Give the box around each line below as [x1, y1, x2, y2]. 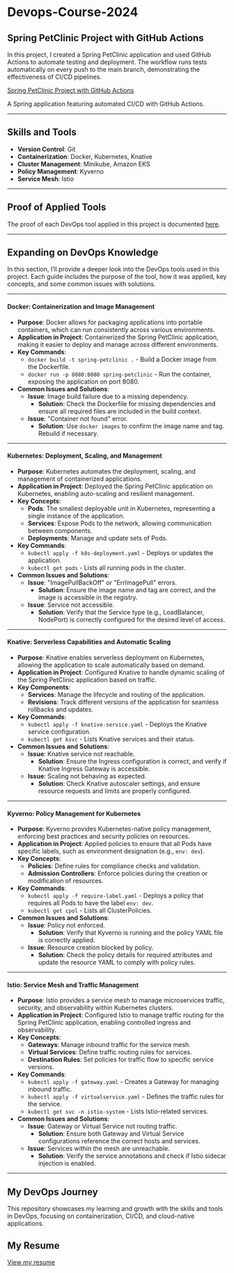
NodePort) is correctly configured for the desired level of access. [38, 615, 226, 624]
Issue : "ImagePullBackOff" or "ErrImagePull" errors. [27, 578, 178, 587]
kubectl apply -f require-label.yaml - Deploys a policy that [27, 891, 204, 900]
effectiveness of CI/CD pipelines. [7, 73, 102, 81]
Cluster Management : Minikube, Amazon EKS [17, 160, 150, 168]
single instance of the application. [27, 511, 125, 520]
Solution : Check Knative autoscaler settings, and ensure [38, 779, 201, 788]
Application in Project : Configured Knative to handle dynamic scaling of [17, 668, 225, 677]
